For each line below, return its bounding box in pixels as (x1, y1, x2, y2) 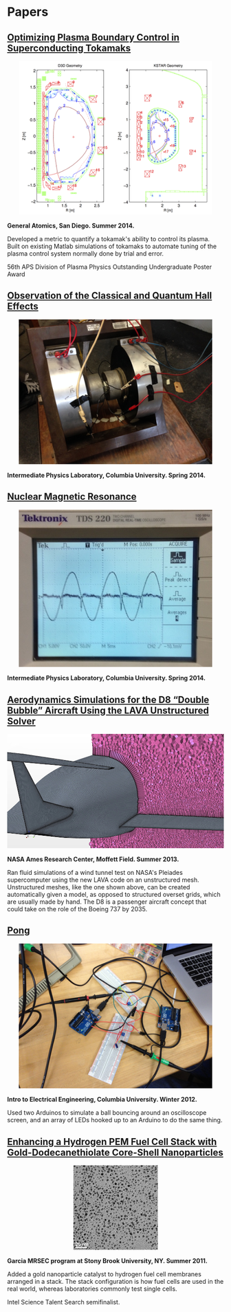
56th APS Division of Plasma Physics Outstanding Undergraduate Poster (7, 263, 212, 271)
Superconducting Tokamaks (7, 42, 131, 54)
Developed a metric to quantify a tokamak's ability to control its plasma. (7, 234, 210, 243)
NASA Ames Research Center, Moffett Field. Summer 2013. (7, 855, 179, 863)
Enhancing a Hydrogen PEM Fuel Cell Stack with (7, 1135, 217, 1148)
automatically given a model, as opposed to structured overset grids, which (7, 890, 221, 898)
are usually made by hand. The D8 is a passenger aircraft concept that (7, 898, 207, 906)
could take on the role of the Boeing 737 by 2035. (7, 904, 148, 913)
